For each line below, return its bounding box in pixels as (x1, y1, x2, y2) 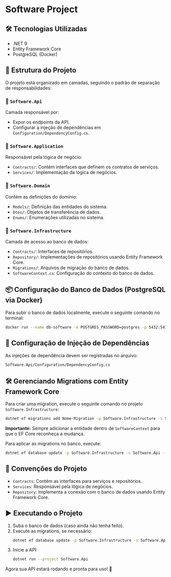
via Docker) (5, 296, 43, 305)
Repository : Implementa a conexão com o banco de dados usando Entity (12, 488, 165, 495)
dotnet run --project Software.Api (12, 557, 89, 562)
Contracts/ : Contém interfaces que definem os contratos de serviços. (12, 164, 159, 170)
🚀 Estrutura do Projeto (5, 66, 76, 75)
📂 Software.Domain (5, 182, 50, 189)
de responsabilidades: (5, 85, 52, 91)
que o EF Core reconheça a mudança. (5, 431, 85, 437)
